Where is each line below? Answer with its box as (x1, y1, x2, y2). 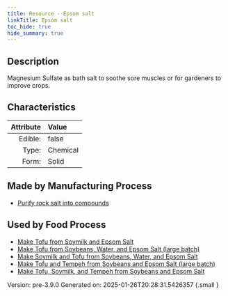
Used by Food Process (7, 219, 106, 231)
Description (7, 55, 59, 67)
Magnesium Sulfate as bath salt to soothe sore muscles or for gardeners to (7, 74, 221, 82)
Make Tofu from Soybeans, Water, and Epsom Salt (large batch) (17, 244, 200, 253)
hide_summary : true (7, 29, 64, 37)
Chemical (47, 145, 79, 155)
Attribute (10, 122, 42, 132)
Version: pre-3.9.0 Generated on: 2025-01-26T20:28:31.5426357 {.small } (7, 280, 219, 289)
